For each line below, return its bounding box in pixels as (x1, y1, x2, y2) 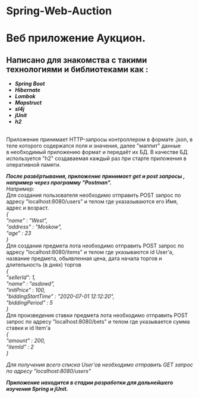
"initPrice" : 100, (6, 287, 46, 294)
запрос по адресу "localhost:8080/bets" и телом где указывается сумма (6, 318, 190, 325)
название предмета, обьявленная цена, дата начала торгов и (6, 255, 162, 262)
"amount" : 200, (6, 337, 46, 344)
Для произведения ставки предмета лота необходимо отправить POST (6, 312, 188, 319)
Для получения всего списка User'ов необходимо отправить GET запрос (6, 361, 194, 368)
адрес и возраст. (6, 204, 49, 212)
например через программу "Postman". (6, 179, 112, 186)
